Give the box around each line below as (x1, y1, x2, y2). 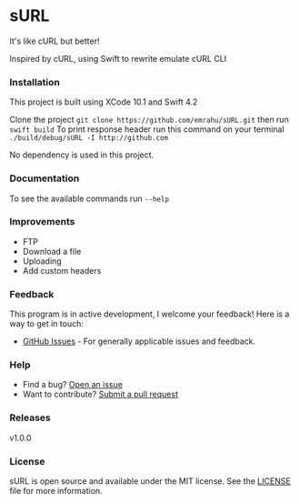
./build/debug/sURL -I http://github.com (9, 134, 169, 143)
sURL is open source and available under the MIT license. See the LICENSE (9, 476, 291, 487)
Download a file (22, 246, 82, 257)
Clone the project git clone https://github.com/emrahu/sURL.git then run (9, 115, 289, 126)
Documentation (9, 172, 80, 185)
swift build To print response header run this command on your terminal (9, 124, 285, 135)
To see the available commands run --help (9, 193, 170, 204)
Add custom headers (22, 265, 102, 276)
